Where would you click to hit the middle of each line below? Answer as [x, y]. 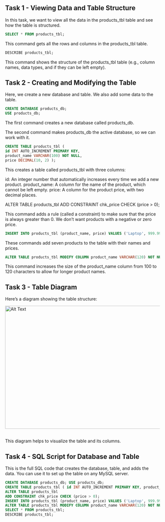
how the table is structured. [33, 25]
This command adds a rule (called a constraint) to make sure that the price [81, 214]
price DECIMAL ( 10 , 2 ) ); [30, 160]
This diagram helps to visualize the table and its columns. [63, 441]
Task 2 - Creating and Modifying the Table [71, 82]
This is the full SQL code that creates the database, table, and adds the [77, 468]
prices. [12, 248]
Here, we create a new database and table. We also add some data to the [79, 94]
